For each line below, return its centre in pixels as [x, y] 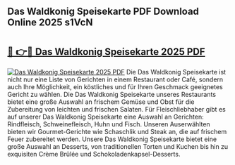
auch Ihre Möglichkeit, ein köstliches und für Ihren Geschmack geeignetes [115, 87]
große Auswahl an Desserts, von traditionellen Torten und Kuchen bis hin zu [118, 146]
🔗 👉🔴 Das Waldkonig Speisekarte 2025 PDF [107, 52]
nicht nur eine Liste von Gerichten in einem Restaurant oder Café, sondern [115, 79]
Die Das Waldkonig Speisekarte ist [176, 72]
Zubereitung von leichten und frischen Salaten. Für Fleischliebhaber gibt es [116, 109]
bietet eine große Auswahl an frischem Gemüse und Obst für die [101, 102]
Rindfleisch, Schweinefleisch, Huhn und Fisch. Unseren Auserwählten [109, 124]
